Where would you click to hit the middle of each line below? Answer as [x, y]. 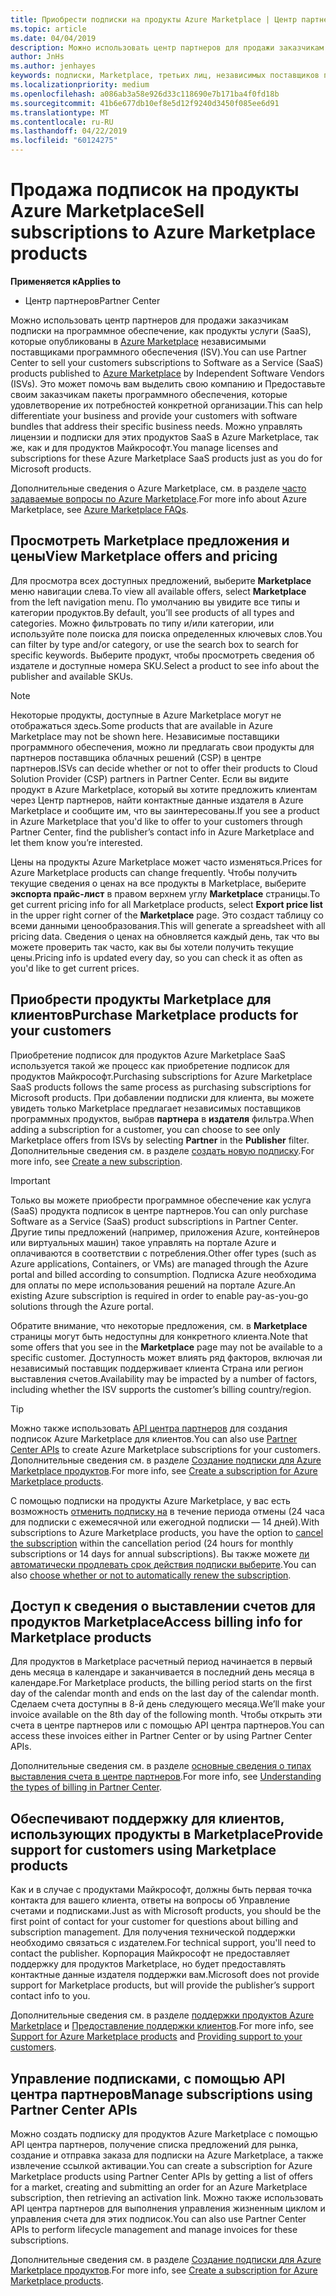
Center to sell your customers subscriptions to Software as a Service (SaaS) [167, 362]
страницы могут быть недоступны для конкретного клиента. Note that [159, 1336]
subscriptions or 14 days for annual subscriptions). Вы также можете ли [160, 1553]
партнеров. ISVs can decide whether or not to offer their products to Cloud [164, 768]
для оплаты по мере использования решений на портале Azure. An [153, 1285]
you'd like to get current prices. [75, 968]
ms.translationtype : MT [60, 112]
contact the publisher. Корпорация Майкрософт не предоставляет [150, 1953]
